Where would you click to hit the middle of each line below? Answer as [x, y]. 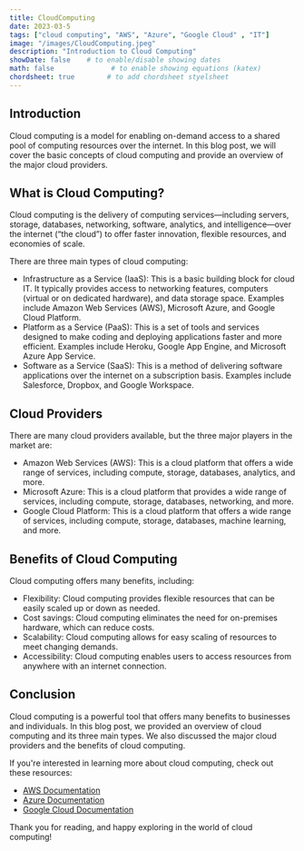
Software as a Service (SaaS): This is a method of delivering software [152, 366]
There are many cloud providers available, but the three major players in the [151, 436]
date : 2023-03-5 [40, 26]
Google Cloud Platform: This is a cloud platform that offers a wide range [157, 511]
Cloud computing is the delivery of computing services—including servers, [149, 215]
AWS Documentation [61, 790]
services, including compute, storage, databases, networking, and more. [158, 501]
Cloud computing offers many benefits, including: [102, 581]
